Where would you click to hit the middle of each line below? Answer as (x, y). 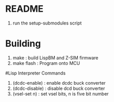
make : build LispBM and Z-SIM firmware (55, 58)
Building (23, 44)
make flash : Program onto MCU (46, 63)
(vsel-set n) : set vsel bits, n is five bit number (61, 94)
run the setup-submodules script (47, 23)
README (24, 9)
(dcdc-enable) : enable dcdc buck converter (59, 83)
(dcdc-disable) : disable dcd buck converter (59, 88)
